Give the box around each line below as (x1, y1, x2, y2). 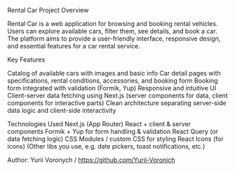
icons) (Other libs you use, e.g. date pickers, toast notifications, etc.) (7, 142, 206, 150)
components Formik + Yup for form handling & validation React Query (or (7, 128, 219, 135)
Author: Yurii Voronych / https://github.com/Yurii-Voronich (7, 156, 175, 164)
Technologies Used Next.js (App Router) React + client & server (7, 120, 192, 128)
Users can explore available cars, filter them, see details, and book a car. (7, 27, 217, 35)
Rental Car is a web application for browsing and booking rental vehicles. (7, 20, 218, 27)
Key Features (7, 55, 46, 64)
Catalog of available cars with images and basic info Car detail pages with (7, 69, 221, 77)
